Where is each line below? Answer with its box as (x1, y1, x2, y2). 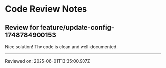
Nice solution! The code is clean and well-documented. (5, 44, 118, 50)
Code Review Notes (5, 3, 87, 15)
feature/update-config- (40, 23, 115, 32)
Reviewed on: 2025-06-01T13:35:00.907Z (5, 58, 90, 64)
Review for (5, 23, 39, 32)
